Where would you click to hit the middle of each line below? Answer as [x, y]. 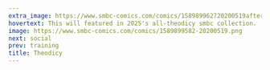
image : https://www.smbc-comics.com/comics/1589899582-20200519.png [125, 31]
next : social [30, 38]
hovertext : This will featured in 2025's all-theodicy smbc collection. [133, 23]
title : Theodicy [35, 53]
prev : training [34, 46]
